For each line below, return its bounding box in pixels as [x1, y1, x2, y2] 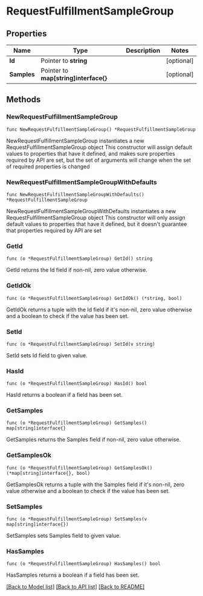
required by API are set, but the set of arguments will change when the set [6, 156, 192, 164]
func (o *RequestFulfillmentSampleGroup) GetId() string [6, 256, 153, 262]
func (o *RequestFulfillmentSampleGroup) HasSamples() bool [6, 561, 161, 567]
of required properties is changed [6, 162, 90, 170]
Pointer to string [40, 56, 88, 65]
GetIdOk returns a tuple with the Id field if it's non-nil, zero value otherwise [6, 306, 192, 313]
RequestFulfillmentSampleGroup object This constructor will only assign [6, 214, 185, 221]
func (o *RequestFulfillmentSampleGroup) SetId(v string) [6, 341, 155, 347]
